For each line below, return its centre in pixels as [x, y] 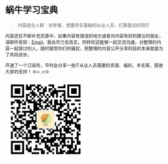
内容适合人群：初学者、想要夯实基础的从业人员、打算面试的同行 [83, 25]
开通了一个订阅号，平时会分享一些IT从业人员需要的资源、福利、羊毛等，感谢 [84, 65]
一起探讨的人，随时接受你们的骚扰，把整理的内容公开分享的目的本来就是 [84, 48]
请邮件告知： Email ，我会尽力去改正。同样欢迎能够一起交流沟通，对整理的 [81, 42]
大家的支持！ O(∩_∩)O [27, 71]
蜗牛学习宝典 [32, 10]
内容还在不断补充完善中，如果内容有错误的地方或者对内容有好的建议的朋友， [84, 36]
